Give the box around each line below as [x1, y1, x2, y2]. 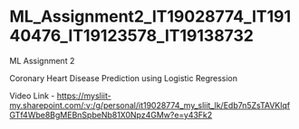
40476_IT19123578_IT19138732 [9, 25, 254, 46]
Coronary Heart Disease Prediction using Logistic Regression [9, 72, 238, 83]
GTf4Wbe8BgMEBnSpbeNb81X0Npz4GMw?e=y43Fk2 [9, 109, 213, 120]
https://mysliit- [56, 90, 111, 101]
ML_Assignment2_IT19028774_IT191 [9, 6, 292, 27]
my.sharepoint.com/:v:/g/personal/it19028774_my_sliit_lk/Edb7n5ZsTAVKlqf [9, 99, 291, 110]
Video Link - [9, 90, 55, 101]
